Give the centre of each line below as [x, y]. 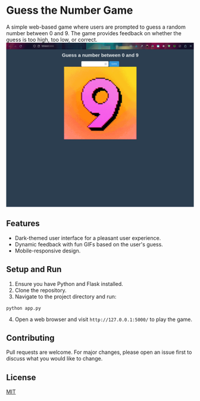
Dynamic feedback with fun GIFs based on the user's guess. [89, 244]
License [21, 377]
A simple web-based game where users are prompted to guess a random [96, 27]
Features [23, 223]
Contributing [30, 338]
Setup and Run [34, 269]
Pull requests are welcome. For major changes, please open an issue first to [99, 352]
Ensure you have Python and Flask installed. [69, 283]
